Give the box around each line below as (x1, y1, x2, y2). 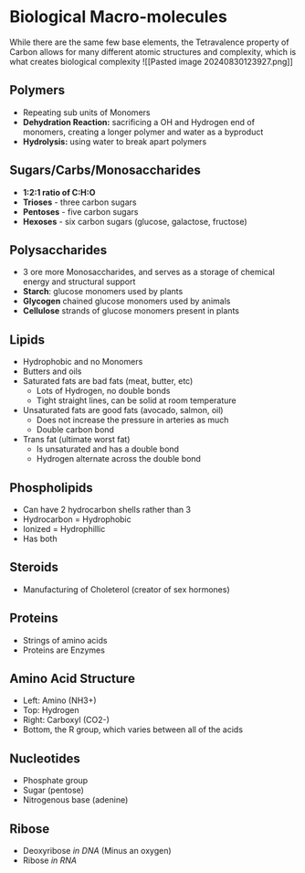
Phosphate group (22, 775, 89, 786)
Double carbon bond (36, 424, 114, 435)
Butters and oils (22, 366, 82, 377)
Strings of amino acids (22, 634, 108, 645)
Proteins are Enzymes (22, 644, 105, 655)
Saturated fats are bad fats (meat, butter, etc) (22, 376, 194, 387)
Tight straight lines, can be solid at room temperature (36, 395, 237, 406)
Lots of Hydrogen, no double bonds (36, 386, 171, 397)
